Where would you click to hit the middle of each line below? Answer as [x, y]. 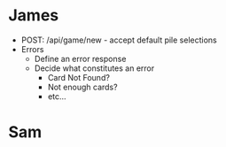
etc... [57, 96]
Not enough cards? [82, 87]
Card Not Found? [78, 77]
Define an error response [80, 58]
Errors [32, 49]
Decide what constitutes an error [94, 68]
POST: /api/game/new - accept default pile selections [119, 40]
